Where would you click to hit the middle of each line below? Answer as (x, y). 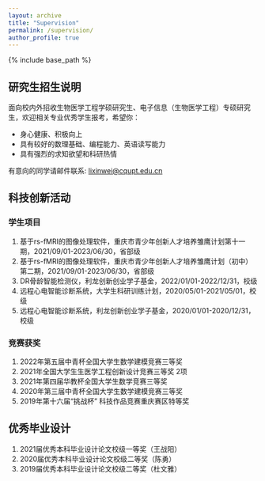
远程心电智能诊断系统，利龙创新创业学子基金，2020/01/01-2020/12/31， (137, 310)
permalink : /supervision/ (51, 30)
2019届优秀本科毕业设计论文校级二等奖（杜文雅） (100, 468)
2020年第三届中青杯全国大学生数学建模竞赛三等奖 (101, 392)
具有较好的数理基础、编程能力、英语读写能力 (93, 144)
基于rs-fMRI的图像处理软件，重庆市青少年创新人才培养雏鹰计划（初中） (136, 261)
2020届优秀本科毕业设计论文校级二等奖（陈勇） (98, 459)
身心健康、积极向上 (51, 134)
